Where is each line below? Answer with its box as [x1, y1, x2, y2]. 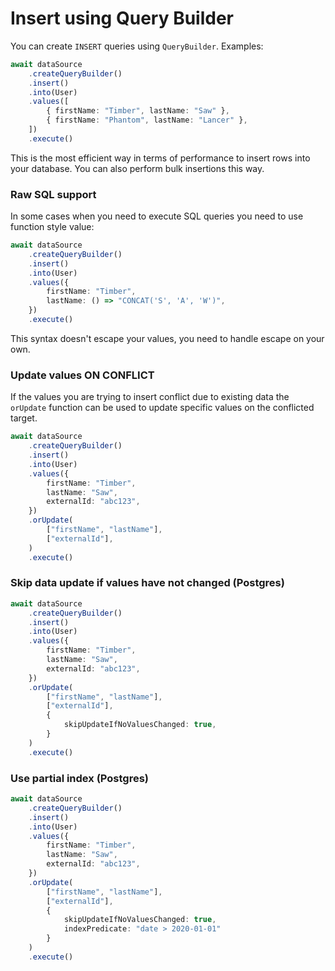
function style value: [10, 221, 95, 233]
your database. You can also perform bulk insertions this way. [10, 162, 265, 174]
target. [10, 412, 38, 424]
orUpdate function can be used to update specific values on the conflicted [10, 402, 315, 414]
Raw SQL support [10, 187, 97, 201]
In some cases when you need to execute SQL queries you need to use [10, 210, 304, 222]
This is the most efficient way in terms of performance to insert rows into [10, 152, 311, 164]
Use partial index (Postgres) [10, 771, 149, 785]
